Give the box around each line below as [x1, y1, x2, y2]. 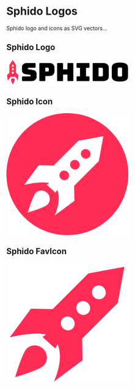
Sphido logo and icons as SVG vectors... [6, 24, 108, 32]
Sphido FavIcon [6, 246, 67, 256]
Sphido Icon [6, 97, 53, 107]
